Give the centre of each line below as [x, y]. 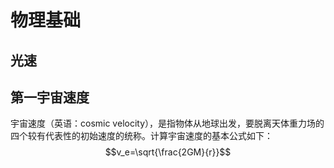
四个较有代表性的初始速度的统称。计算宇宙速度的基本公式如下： [141, 136]
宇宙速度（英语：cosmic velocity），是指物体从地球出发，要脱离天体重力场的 [167, 123]
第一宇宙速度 [50, 97]
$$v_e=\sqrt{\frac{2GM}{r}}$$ [168, 152]
